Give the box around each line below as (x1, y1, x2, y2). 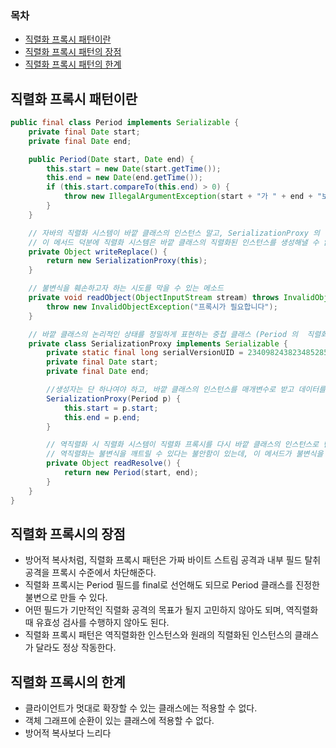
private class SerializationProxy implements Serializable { (28, 338, 288, 349)
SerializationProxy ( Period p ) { (46, 393, 182, 404)
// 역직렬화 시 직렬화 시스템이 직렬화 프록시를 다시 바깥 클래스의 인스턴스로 (46, 440, 320, 450)
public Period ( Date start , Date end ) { (28, 154, 195, 164)
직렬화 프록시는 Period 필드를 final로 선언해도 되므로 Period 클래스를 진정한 (24, 579, 320, 591)
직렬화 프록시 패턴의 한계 (24, 58, 122, 71)
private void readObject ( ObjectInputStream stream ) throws (28, 293, 280, 303)
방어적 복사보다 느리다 (24, 727, 112, 739)
